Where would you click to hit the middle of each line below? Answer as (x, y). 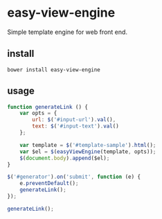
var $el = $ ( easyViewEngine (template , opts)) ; (88, 151)
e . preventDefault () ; (49, 184)
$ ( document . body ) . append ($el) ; (65, 158)
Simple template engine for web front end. (67, 32)
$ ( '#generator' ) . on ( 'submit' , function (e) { (74, 177)
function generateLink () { (48, 107)
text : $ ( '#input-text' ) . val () (75, 126)
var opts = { (38, 113)
